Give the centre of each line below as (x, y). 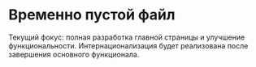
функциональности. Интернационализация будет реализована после (128, 45)
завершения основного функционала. (74, 54)
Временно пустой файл (92, 15)
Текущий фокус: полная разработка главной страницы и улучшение (127, 37)
